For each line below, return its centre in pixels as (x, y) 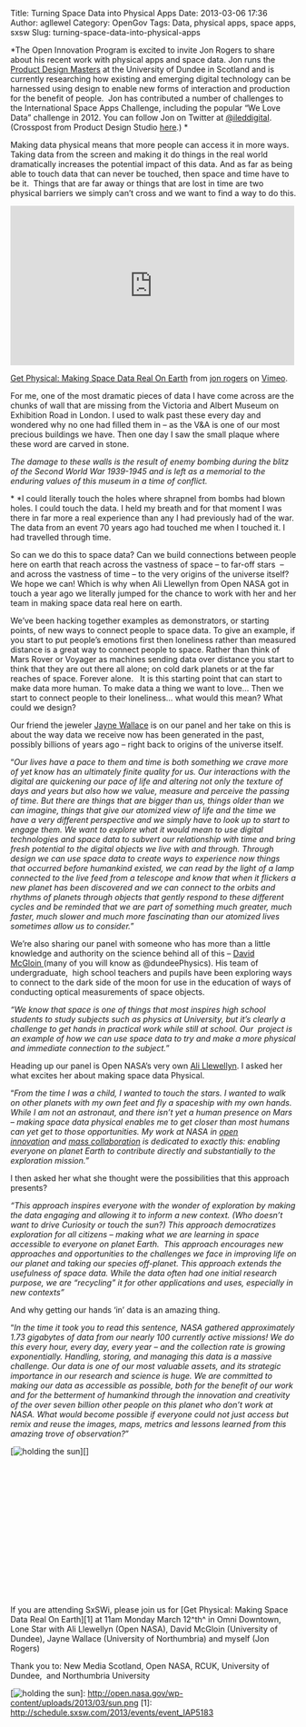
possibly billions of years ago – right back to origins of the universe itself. (147, 744)
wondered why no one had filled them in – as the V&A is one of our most (145, 425)
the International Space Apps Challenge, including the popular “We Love (145, 108)
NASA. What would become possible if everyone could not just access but (150, 1414)
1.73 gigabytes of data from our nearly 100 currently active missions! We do (152, 1337)
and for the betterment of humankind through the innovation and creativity (150, 1395)
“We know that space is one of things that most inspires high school (138, 1009)
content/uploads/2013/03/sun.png (74, 1703)
